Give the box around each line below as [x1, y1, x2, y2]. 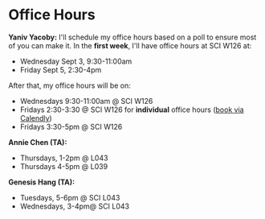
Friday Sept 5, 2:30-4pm [19, 64, 102, 74]
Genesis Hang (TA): [8, 177, 75, 187]
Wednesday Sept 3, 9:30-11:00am [19, 56, 132, 66]
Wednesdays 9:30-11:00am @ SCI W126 [19, 96, 153, 105]
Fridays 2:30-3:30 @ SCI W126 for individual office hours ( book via [19, 105, 244, 114]
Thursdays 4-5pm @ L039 [19, 161, 108, 171]
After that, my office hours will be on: [8, 81, 131, 90]
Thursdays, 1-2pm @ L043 [19, 153, 108, 163]
